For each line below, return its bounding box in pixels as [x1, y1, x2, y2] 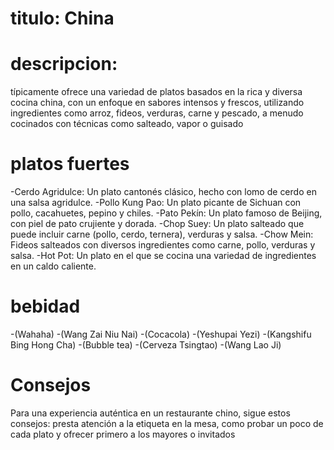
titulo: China [10, 7, 115, 30]
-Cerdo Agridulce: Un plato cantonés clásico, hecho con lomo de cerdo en [10, 186, 317, 198]
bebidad [10, 295, 81, 318]
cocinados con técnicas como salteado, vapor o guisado [10, 118, 244, 130]
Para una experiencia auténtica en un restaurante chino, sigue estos [10, 407, 291, 419]
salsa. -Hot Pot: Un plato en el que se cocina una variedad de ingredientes [10, 250, 317, 262]
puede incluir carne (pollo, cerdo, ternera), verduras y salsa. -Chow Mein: [10, 228, 314, 241]
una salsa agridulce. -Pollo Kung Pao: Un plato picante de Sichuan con [10, 197, 302, 209]
